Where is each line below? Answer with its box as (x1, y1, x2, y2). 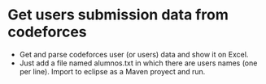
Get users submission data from (7, 6, 229, 24)
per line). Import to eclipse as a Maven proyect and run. (19, 66, 206, 76)
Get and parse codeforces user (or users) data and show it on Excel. (19, 49, 249, 59)
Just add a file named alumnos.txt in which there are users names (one (19, 58, 258, 68)
